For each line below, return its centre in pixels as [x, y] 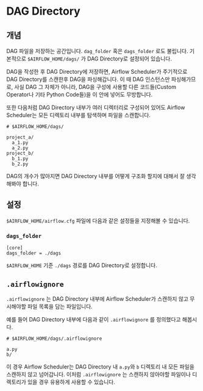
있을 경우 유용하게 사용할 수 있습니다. [71, 382]
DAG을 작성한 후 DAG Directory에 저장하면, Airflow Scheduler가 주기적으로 [97, 72]
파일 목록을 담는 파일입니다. [60, 306]
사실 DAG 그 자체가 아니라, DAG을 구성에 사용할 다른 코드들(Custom [95, 87]
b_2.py [20, 164]
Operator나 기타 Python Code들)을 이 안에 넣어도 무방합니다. [80, 95]
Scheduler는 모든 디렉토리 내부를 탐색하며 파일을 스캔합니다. [79, 115]
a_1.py [20, 143]
